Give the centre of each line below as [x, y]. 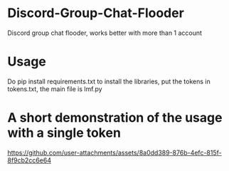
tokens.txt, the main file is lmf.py [55, 89]
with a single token [64, 133]
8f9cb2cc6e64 [30, 160]
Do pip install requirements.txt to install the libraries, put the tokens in [109, 81]
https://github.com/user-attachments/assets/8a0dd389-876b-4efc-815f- [114, 152]
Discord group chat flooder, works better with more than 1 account [105, 33]
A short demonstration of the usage [115, 118]
